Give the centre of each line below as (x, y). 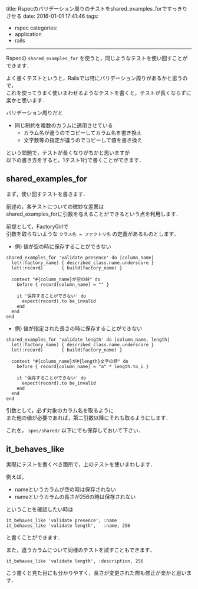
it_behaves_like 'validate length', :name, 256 (68, 525)
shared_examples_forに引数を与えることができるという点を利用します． (94, 214)
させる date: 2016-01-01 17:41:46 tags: (52, 16)
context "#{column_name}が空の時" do (56, 279)
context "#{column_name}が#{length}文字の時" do (70, 361)
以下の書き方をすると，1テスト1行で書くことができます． (75, 160)
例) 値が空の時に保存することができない (63, 246)
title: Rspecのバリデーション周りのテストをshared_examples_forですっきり (97, 9)
